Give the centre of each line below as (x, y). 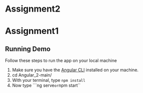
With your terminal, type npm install (49, 80)
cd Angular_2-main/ (32, 75)
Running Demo (28, 49)
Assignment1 (32, 31)
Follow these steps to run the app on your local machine (61, 61)
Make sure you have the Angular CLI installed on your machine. (75, 70)
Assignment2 (33, 9)
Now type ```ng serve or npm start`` (46, 85)
